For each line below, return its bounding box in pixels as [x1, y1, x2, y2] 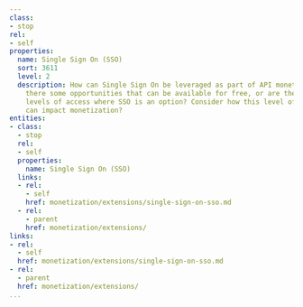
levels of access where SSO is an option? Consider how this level [25, 97, 284, 107]
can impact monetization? [25, 106, 124, 115]
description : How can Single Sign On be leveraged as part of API [17, 80, 272, 89]
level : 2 [17, 72, 50, 81]
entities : [9, 114, 47, 123]
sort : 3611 [17, 64, 59, 73]
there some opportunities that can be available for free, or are [25, 88, 280, 98]
